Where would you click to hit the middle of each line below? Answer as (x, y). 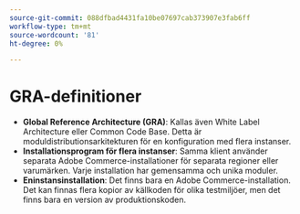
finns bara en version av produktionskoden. (104, 200)
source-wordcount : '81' (55, 35)
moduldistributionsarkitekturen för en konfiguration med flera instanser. (157, 142)
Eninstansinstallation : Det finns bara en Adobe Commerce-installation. (157, 180)
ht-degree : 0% (36, 43)
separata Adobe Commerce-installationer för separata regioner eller (150, 161)
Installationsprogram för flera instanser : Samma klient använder (145, 151)
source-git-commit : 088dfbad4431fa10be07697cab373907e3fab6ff (130, 18)
